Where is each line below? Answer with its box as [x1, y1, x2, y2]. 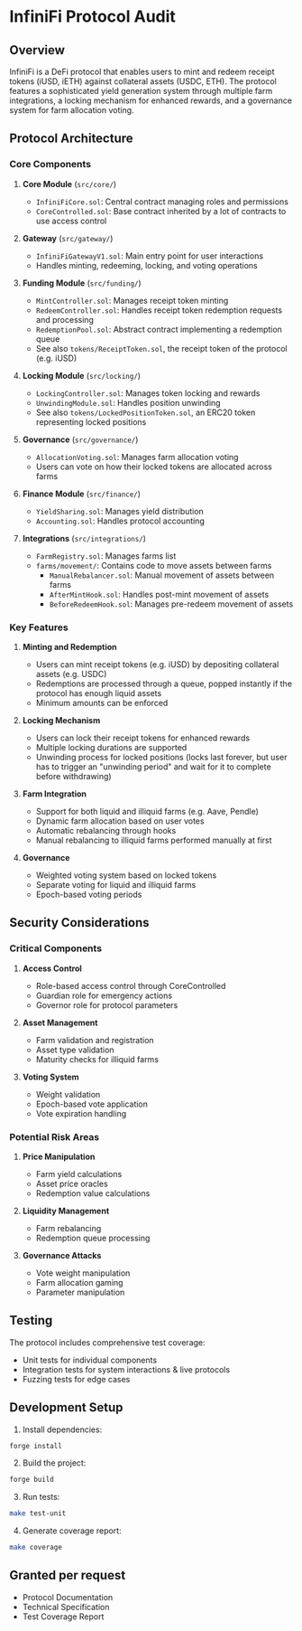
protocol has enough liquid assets [35, 687, 162, 698]
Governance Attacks [22, 1249, 102, 1260]
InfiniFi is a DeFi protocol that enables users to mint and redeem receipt [9, 66, 275, 77]
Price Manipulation [22, 1151, 96, 1162]
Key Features [9, 621, 69, 634]
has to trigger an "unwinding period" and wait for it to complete [35, 761, 272, 772]
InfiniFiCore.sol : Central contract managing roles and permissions [35, 196, 288, 207]
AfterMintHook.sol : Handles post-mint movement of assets [49, 589, 270, 599]
